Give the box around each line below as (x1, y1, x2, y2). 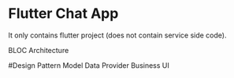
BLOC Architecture (8, 45, 69, 55)
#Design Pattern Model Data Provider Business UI (8, 60, 169, 70)
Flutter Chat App (8, 5, 119, 23)
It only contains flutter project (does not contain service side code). (8, 30, 227, 40)
